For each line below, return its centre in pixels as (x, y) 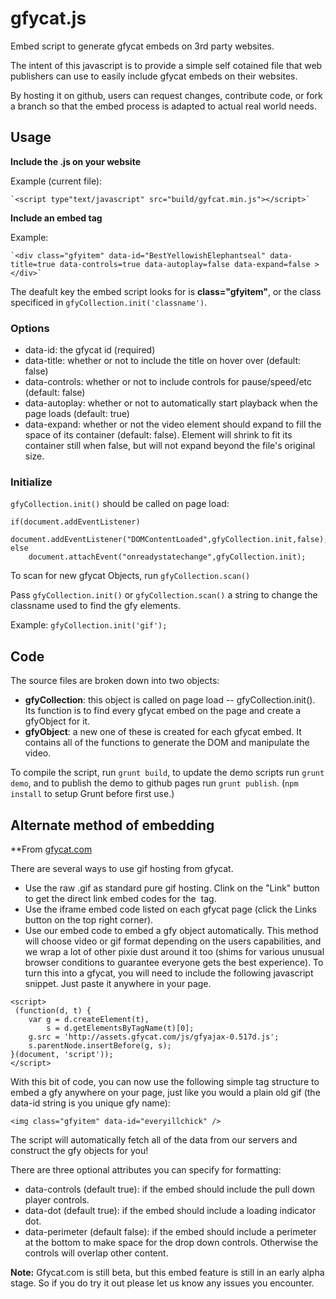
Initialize (31, 482)
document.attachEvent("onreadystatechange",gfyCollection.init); (167, 557)
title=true (33, 264)
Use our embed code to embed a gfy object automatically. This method (171, 930)
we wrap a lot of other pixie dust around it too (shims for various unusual (174, 951)
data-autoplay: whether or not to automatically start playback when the (171, 403)
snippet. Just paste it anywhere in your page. (118, 983)
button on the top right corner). (89, 919)
